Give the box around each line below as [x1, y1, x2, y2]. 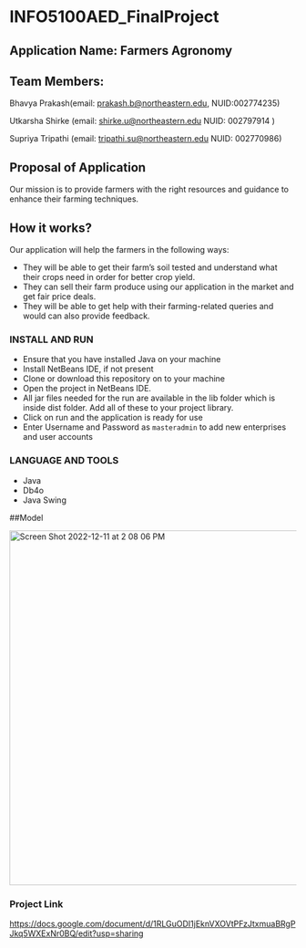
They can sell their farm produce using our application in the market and [22, 281, 294, 293]
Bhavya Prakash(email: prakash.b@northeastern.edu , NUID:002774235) [9, 98, 280, 109]
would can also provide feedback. [22, 310, 150, 321]
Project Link [9, 897, 64, 910]
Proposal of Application [9, 160, 147, 175]
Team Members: [9, 73, 105, 89]
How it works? [9, 220, 93, 235]
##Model [9, 512, 44, 523]
